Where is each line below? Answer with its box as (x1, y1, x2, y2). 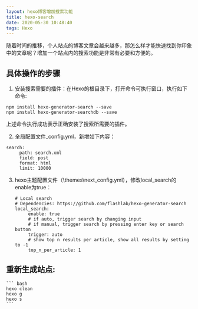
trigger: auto (28, 232, 63, 238)
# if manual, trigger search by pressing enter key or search (28, 222, 184, 228)
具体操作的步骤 (6, 68, 61, 78)
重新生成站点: (6, 265, 56, 275)
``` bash (6, 281, 28, 287)
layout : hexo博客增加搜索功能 (6, 8, 74, 15)
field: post (19, 155, 49, 161)
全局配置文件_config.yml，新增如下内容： (14, 133, 115, 140)
